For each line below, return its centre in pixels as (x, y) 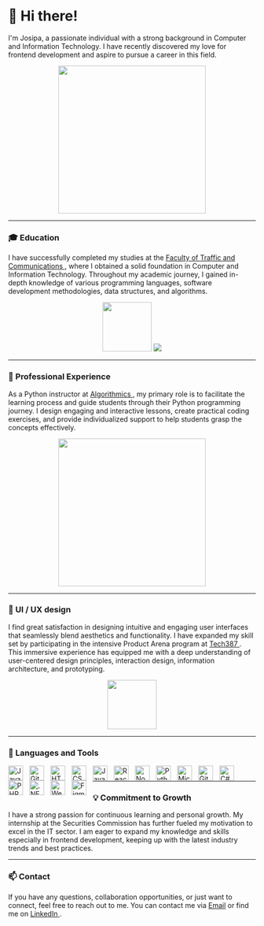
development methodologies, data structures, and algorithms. (108, 292)
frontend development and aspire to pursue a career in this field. (112, 54)
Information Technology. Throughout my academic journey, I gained (118, 274)
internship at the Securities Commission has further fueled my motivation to (130, 824)
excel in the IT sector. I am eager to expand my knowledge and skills (119, 831)
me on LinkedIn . (35, 913)
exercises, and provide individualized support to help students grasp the (125, 419)
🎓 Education (34, 237)
